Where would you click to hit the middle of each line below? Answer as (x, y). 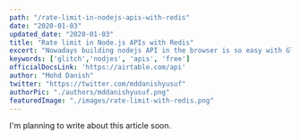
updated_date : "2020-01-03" (62, 34)
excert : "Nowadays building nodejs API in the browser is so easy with (146, 51)
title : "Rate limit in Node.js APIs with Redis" (102, 42)
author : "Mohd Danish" (52, 76)
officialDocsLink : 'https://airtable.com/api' (98, 68)
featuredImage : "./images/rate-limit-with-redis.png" (112, 100)
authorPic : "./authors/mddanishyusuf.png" (90, 92)
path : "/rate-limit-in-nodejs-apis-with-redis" (100, 17)
